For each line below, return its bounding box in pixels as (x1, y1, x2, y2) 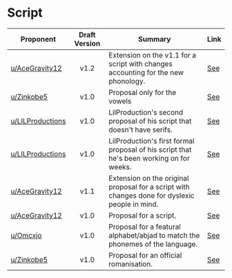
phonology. (108, 76, 146, 86)
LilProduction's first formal (108, 136, 195, 146)
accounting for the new (108, 67, 184, 77)
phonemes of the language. (108, 239, 198, 249)
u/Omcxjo (10, 230, 42, 240)
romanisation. (108, 259, 153, 268)
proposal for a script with (108, 182, 190, 191)
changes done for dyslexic (108, 191, 195, 200)
